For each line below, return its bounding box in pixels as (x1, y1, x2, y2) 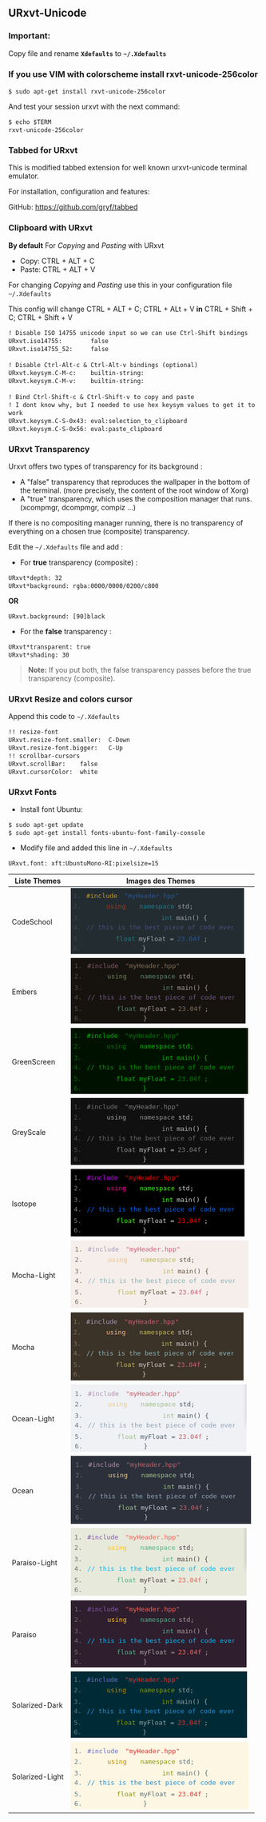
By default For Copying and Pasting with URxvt (8, 240, 165, 250)
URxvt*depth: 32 (8, 573, 62, 582)
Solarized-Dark (11, 1700, 63, 1710)
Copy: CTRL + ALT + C (19, 256, 95, 266)
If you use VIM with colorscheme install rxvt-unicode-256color (8, 68, 258, 79)
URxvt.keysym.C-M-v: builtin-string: (8, 377, 145, 385)
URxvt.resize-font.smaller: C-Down (8, 736, 130, 745)
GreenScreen (11, 1057, 56, 1066)
